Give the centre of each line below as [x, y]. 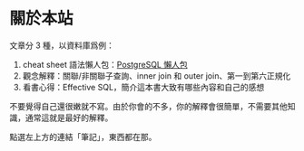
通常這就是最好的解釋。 [69, 118]
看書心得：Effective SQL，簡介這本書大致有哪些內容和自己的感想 [143, 87]
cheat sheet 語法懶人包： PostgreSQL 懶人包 [105, 64]
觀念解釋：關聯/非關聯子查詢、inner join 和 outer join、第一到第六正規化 [157, 75]
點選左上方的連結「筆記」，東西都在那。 [83, 137]
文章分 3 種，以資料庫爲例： [62, 45]
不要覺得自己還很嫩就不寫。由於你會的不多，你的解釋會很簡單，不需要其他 [148, 106]
